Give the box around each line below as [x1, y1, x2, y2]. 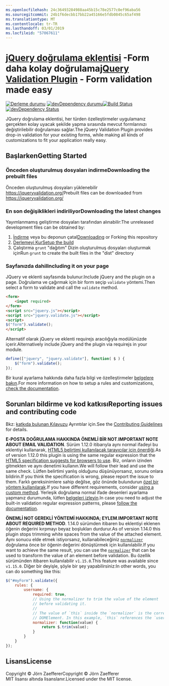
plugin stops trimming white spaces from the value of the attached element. [6, 531, 162, 537]
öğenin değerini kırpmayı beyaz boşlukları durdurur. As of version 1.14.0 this [6, 526, 161, 532]
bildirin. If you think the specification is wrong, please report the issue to [6, 473, 154, 479]
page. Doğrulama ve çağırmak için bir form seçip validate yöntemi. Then [6, 279, 155, 285]
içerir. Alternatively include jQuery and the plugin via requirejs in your [6, 341, 147, 348]
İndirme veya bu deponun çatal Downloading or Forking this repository [13, 234, 158, 240]
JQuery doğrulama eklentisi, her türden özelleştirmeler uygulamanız [6, 116, 146, 122]
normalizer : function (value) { [32, 620, 98, 625]
